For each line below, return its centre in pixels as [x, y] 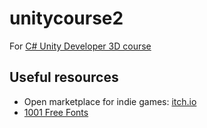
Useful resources [64, 77]
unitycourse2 [66, 18]
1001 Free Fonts [56, 112]
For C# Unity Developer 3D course [80, 46]
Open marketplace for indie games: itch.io [110, 101]
